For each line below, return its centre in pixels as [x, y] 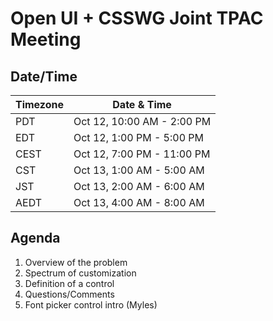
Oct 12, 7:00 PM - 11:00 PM [142, 154]
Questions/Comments [69, 294]
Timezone [39, 104]
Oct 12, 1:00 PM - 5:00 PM [138, 137]
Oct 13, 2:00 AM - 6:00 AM [139, 186]
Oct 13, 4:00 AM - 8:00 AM [139, 202]
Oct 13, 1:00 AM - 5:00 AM [139, 170]
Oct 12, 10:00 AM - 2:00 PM [142, 121]
